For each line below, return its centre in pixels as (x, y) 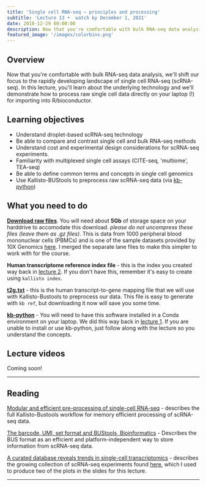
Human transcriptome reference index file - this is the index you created (99, 265)
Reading (23, 393)
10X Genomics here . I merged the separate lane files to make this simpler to (102, 246)
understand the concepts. (39, 334)
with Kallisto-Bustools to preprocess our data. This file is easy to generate (100, 296)
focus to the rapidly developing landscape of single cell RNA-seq (89, 81)
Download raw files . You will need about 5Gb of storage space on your (97, 221)
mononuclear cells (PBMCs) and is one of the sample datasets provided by (101, 240)
